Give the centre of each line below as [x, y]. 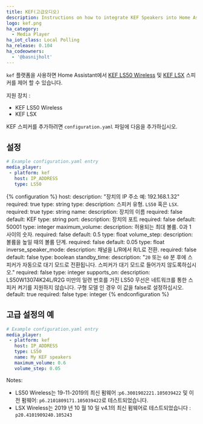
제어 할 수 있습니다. [40, 82]
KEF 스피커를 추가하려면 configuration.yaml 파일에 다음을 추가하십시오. [92, 126]
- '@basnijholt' [32, 57]
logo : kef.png [24, 23]
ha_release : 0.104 [29, 46]
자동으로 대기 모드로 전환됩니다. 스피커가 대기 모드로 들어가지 [94, 265]
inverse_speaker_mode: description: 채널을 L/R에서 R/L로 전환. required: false [101, 250]
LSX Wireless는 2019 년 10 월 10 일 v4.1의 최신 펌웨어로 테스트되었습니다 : [103, 408]
